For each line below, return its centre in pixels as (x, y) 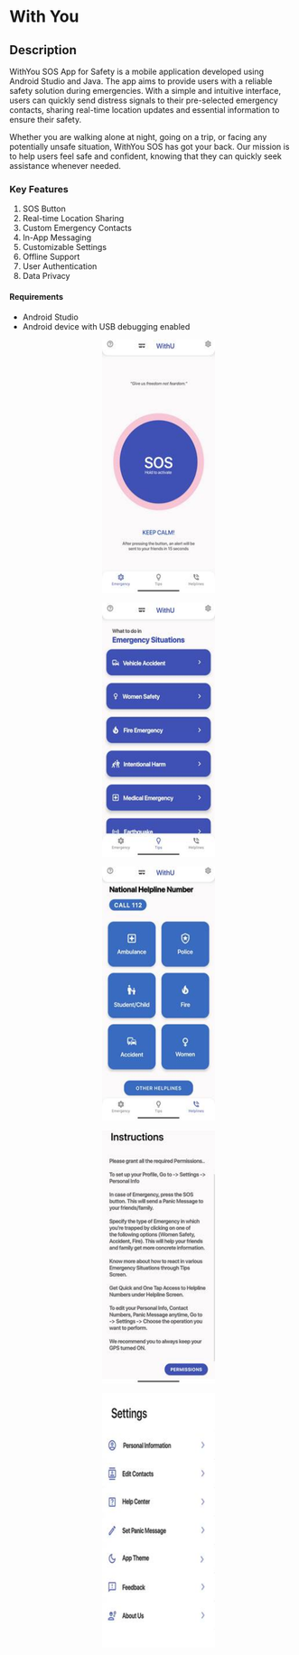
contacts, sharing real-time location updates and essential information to (145, 110)
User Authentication (60, 266)
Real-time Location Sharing (73, 218)
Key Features (39, 189)
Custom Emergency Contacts (77, 228)
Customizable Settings (64, 247)
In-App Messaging (57, 237)
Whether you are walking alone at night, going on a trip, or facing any (138, 137)
